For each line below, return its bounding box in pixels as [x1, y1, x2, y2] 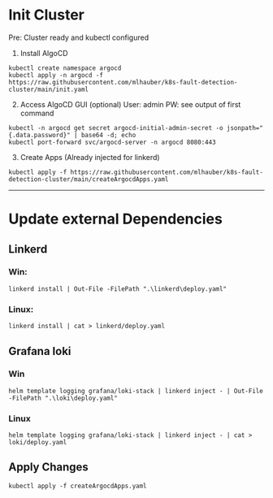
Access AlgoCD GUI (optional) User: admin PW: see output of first [19, 99, 241, 109]
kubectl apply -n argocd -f [8, 71, 104, 79]
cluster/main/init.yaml [8, 85, 89, 93]
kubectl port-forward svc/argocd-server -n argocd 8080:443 [8, 138, 217, 146]
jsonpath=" [226, 123, 264, 132]
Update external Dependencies [8, 210, 223, 228]
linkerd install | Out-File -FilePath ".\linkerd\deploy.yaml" [8, 284, 227, 293]
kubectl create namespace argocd [8, 63, 122, 72]
